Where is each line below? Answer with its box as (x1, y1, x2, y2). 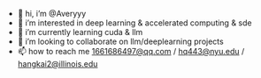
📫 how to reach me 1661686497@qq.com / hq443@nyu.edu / (17, 46, 245, 56)
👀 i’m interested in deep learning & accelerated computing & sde (17, 18, 252, 28)
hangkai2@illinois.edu (17, 59, 98, 69)
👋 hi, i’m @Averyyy (17, 9, 87, 18)
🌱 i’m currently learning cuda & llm (17, 27, 143, 37)
